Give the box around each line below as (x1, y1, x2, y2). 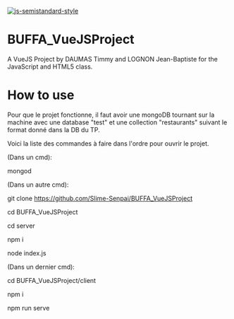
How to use (7, 87, 75, 103)
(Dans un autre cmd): (7, 180, 69, 189)
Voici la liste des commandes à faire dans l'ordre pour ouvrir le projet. (7, 139, 209, 148)
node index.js (7, 248, 47, 257)
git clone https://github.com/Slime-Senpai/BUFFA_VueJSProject (7, 194, 193, 202)
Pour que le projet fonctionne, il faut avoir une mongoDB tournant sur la (7, 110, 215, 119)
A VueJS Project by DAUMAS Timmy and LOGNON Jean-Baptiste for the (7, 54, 218, 63)
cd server (7, 221, 35, 230)
